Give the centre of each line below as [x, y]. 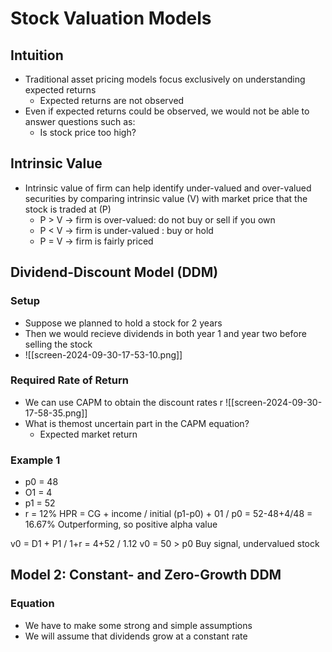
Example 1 [35, 460]
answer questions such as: [80, 121]
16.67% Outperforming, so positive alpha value [121, 524]
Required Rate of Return [69, 380]
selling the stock [58, 344]
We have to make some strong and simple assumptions [138, 625]
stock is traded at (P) [68, 209]
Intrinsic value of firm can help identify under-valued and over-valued [168, 188]
